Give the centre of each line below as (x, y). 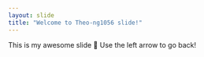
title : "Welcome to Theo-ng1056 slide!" (76, 23)
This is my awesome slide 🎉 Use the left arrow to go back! (102, 45)
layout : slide (32, 15)
